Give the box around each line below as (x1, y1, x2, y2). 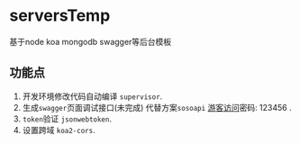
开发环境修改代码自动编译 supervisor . (22, 91, 163, 102)
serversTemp (9, 5, 111, 26)
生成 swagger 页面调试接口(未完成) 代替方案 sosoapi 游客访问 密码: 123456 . (22, 102, 292, 112)
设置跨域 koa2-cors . (22, 124, 96, 135)
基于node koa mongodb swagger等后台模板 (9, 36, 172, 47)
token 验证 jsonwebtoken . (22, 113, 113, 124)
